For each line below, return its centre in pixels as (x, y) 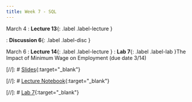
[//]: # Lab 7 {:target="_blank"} (43, 92)
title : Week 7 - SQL (32, 12)
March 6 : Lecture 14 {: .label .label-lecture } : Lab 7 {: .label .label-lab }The (96, 52)
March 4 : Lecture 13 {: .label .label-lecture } (59, 28)
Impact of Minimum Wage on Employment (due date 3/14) (76, 58)
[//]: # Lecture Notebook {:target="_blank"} (58, 81)
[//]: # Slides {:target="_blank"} (43, 69)
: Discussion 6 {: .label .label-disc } (48, 40)
